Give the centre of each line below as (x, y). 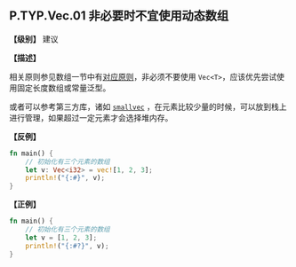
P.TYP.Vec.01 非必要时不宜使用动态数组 (119, 16)
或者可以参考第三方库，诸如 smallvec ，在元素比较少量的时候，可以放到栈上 (148, 106)
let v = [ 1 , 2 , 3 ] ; (61, 238)
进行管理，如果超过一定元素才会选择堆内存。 (91, 117)
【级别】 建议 (34, 39)
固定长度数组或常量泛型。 (64, 88)
